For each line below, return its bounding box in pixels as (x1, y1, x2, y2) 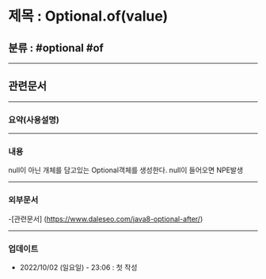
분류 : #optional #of (8, 41, 104, 55)
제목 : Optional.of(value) (8, 7, 169, 25)
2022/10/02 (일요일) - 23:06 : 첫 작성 (19, 262, 138, 272)
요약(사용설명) (8, 114, 59, 125)
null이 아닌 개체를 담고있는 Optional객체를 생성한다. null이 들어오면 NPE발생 (8, 165, 244, 175)
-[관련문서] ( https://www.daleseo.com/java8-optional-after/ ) (8, 214, 203, 224)
